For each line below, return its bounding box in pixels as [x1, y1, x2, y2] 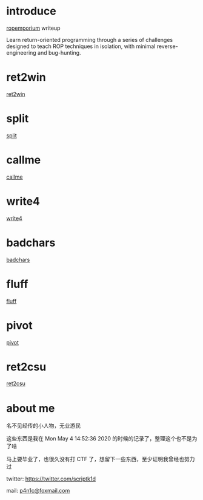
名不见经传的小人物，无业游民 [6, 422, 81, 430]
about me [6, 401, 55, 415]
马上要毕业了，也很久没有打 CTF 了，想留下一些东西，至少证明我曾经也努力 [6, 456, 195, 463]
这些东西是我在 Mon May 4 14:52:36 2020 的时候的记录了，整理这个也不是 [6, 435, 192, 442]
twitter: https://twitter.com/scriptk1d [6, 475, 96, 482]
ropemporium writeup [6, 24, 61, 32]
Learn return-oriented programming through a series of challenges [6, 36, 173, 43]
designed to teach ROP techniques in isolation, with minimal [6, 43, 156, 50]
